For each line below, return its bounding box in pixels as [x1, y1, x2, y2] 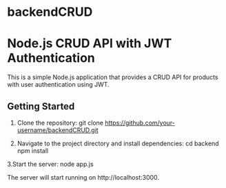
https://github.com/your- [104, 118, 176, 127]
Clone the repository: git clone [17, 118, 103, 127]
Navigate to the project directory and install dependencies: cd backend [17, 139, 219, 147]
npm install [17, 146, 49, 155]
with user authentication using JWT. [7, 81, 110, 89]
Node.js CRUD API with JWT [7, 36, 172, 52]
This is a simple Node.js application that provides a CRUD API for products [7, 73, 218, 81]
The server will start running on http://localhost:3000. [7, 173, 160, 181]
